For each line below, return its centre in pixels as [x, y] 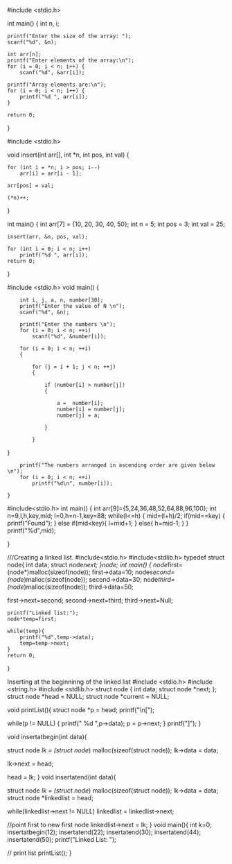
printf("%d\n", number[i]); [72, 483]
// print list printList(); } [39, 853]
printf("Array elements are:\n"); [57, 85]
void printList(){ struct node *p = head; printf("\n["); [81, 710]
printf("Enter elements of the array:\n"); [71, 60]
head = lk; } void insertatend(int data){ [62, 777]
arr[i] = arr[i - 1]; [51, 173]
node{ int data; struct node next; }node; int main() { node [88, 565]
